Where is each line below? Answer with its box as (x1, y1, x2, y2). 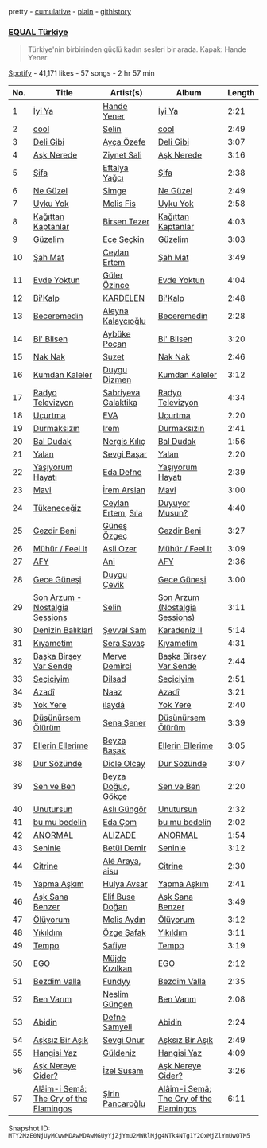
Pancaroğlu (103, 1098, 145, 1109)
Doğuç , (103, 781, 130, 792)
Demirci (103, 660, 132, 671)
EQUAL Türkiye (8, 26, 69, 37)
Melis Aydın (103, 914, 146, 925)
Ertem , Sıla (103, 508, 143, 519)
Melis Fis (103, 198, 137, 209)
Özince (103, 280, 130, 291)
